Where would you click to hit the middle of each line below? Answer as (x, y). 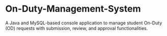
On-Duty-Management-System (73, 9)
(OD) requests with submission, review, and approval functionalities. (77, 28)
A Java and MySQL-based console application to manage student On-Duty (84, 23)
